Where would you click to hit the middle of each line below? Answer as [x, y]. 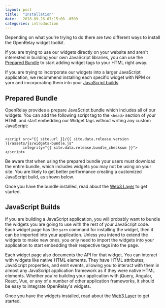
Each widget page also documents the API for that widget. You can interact [81, 255]
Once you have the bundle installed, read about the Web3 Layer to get [76, 187]
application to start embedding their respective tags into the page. [72, 245]
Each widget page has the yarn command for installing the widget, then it [79, 229]
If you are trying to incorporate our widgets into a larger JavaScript [73, 72]
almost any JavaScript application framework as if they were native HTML [80, 270]
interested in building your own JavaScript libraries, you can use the [74, 58]
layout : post [18, 10]
